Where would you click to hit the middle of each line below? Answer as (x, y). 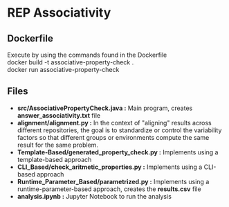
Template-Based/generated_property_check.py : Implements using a (118, 152)
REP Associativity (59, 13)
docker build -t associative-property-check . (71, 62)
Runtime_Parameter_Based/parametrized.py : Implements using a (113, 181)
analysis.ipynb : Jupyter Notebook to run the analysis (94, 196)
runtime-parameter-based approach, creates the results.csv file (109, 189)
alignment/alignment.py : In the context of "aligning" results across (114, 123)
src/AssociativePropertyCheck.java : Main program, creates (105, 108)
